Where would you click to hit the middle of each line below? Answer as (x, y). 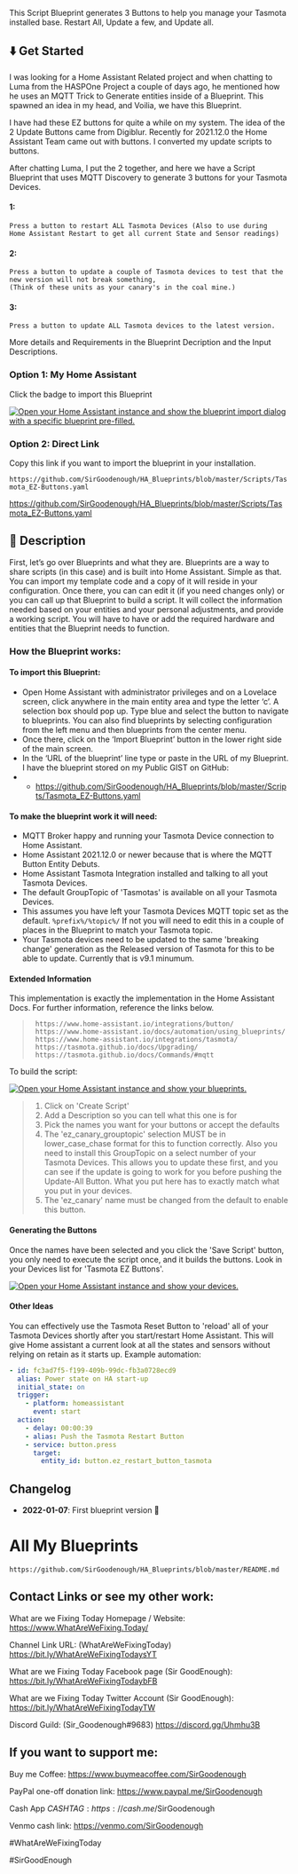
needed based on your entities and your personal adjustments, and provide (146, 609)
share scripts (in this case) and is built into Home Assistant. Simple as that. (145, 571)
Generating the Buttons (53, 1230)
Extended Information (50, 979)
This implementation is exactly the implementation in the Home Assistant (142, 998)
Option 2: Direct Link (55, 444)
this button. (65, 1209)
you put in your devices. (88, 1191)
